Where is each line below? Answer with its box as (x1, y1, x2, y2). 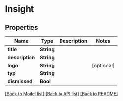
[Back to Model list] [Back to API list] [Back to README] (5, 91, 118, 97)
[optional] (92, 62, 115, 68)
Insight (5, 3, 34, 15)
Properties (5, 23, 38, 32)
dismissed (7, 78, 32, 85)
